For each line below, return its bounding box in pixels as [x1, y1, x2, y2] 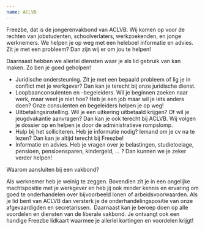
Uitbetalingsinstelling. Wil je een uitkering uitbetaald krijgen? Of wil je [15, 108, 190, 115]
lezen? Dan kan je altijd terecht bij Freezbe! [15, 134, 124, 142]
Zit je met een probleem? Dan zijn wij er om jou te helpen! [6, 45, 151, 53]
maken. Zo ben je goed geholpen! [6, 64, 91, 71]
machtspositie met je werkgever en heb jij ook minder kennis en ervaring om [6, 184, 199, 191]
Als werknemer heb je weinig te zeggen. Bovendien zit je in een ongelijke [6, 177, 191, 185]
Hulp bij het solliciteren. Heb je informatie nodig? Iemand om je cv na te [15, 128, 195, 135]
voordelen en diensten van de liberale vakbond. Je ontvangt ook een [6, 210, 180, 218]
